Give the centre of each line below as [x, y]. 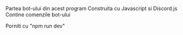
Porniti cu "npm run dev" [35, 26]
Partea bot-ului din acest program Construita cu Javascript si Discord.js [91, 8]
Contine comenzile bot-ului [38, 15]
